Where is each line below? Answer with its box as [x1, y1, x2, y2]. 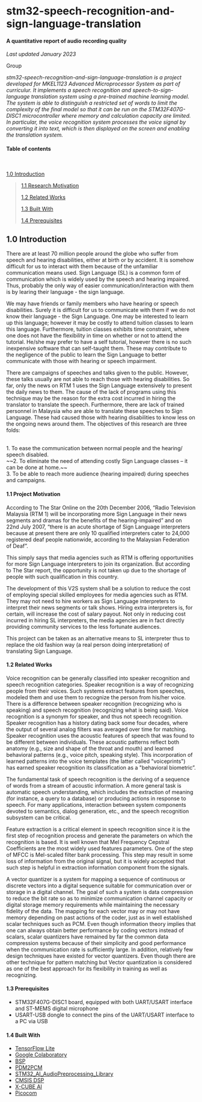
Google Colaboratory [14, 1051, 67, 1059]
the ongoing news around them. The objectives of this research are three [6, 420, 188, 427]
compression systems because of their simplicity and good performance [6, 939, 186, 946]
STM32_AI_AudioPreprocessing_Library [14, 1070, 114, 1077]
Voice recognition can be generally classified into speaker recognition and [6, 675, 191, 682]
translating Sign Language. [6, 647, 73, 655]
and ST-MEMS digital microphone [14, 1005, 99, 1012]
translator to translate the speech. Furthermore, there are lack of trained [6, 401, 185, 408]
